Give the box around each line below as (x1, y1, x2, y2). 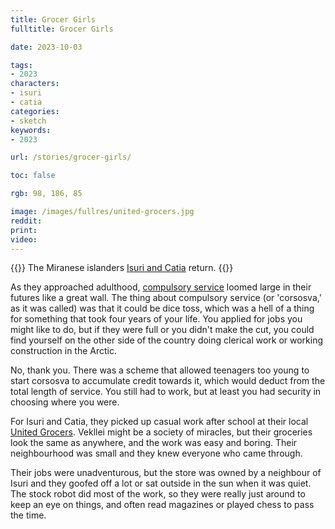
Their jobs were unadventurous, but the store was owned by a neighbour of (10, 467, 322, 479)
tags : (10, 60, 33, 70)
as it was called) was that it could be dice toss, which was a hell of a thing (10, 302, 315, 315)
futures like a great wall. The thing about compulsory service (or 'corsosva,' (10, 292, 322, 304)
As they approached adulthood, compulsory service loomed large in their (10, 281, 312, 293)
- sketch (10, 116, 47, 126)
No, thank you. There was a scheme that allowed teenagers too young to (10, 364, 310, 376)
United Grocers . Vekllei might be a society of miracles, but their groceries (10, 426, 313, 438)
